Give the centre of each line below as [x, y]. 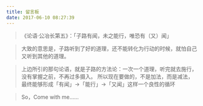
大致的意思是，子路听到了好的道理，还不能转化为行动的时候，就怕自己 [109, 48]
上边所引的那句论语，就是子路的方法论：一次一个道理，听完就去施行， [109, 69]
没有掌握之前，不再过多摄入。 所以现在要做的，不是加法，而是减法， [107, 76]
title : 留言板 [23, 12]
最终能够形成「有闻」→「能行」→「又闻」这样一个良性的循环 [98, 84]
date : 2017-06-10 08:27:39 [40, 18]
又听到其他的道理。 [45, 56]
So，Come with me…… [50, 97]
